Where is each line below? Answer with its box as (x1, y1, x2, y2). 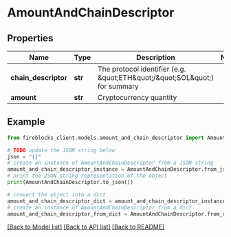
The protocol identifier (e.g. (97, 64, 186, 74)
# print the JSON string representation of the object (7, 172, 168, 180)
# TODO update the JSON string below (7, 147, 115, 154)
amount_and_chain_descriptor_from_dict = (7, 210, 128, 218)
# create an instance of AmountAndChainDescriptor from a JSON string (7, 160, 214, 167)
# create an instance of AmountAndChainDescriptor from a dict (7, 204, 192, 211)
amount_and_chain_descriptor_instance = (7, 166, 125, 173)
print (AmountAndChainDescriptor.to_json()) (7, 179, 134, 186)
